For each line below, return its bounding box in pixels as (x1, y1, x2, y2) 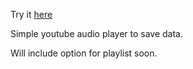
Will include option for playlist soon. (10, 47, 158, 59)
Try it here (10, 9, 53, 20)
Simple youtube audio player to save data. (10, 28, 184, 39)
